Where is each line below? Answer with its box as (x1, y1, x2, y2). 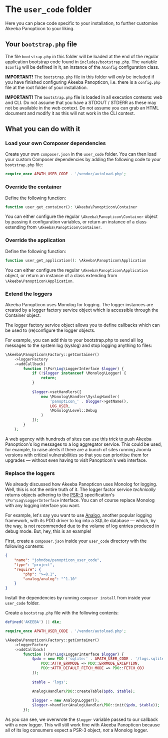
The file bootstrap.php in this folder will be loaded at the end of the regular (5, 53, 159, 59)
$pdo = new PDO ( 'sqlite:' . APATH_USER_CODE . (31, 656, 133, 661)
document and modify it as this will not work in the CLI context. (5, 110, 135, 116)
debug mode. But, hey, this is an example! (5, 528, 91, 534)
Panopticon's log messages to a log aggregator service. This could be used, (5, 441, 162, 447)
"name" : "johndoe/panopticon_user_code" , (14, 558, 101, 563)
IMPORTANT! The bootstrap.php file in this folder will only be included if (5, 74, 154, 80)
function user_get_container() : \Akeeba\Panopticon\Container (5, 204, 137, 209)
